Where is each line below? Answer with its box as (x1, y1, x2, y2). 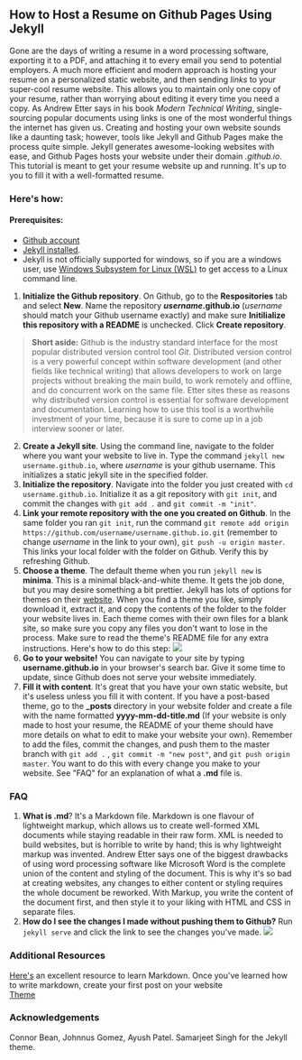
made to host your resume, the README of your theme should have (22, 719, 274, 730)
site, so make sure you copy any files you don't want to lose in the (22, 622, 269, 633)
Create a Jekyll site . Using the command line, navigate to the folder (22, 440, 275, 451)
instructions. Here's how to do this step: (22, 642, 171, 653)
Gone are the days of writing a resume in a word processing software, (9, 45, 269, 56)
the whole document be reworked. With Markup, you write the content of (22, 888, 294, 899)
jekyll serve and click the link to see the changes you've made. (22, 926, 262, 937)
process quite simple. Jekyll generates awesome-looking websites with (9, 141, 275, 152)
